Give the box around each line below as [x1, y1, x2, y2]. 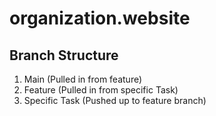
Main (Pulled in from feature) [23, 73, 143, 85]
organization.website [9, 7, 191, 30]
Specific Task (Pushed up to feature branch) [23, 95, 207, 106]
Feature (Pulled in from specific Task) [23, 84, 179, 96]
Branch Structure [9, 47, 119, 64]
